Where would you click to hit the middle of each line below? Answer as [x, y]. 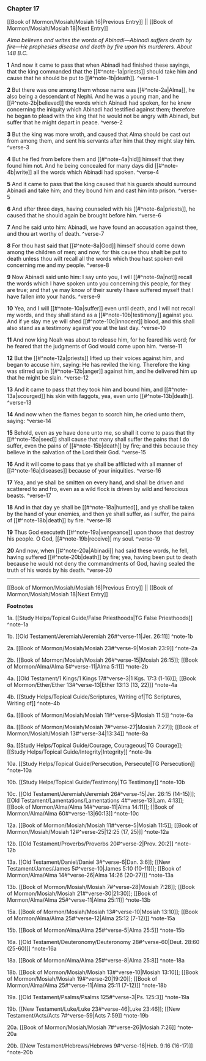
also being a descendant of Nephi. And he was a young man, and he [93, 97]
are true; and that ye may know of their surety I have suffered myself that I [101, 290]
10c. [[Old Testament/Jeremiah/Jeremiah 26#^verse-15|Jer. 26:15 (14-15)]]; [101, 794]
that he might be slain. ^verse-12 [48, 378]
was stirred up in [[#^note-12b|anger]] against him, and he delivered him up [102, 371]
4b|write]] [20, 172]
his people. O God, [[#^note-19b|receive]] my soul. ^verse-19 [84, 539]
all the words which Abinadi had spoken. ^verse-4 [96, 172]
